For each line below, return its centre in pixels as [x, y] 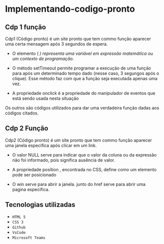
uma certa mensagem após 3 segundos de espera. [57, 44]
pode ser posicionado [34, 175]
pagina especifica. [31, 189]
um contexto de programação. [43, 59]
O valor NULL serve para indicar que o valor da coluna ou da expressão [84, 155]
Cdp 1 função [26, 27]
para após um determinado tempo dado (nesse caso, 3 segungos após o [86, 73]
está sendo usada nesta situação [46, 98]
